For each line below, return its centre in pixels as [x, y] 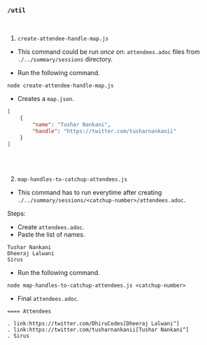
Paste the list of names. [51, 234]
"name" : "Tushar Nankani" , [72, 125]
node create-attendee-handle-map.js [60, 86]
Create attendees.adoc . [51, 226]
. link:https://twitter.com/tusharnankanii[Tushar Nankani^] [98, 330]
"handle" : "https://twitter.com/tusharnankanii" [105, 131]
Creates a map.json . [46, 99]
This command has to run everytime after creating [90, 192]
